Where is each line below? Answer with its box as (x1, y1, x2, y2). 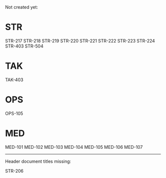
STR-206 (5, 168, 24, 174)
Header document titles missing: (5, 158, 72, 164)
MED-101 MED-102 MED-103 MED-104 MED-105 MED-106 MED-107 (5, 144, 143, 150)
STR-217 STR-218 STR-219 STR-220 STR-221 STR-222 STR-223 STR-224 (5, 38, 155, 44)
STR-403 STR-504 (5, 43, 43, 49)
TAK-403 (5, 77, 24, 83)
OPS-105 (5, 110, 23, 116)
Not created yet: (5, 4, 39, 10)
